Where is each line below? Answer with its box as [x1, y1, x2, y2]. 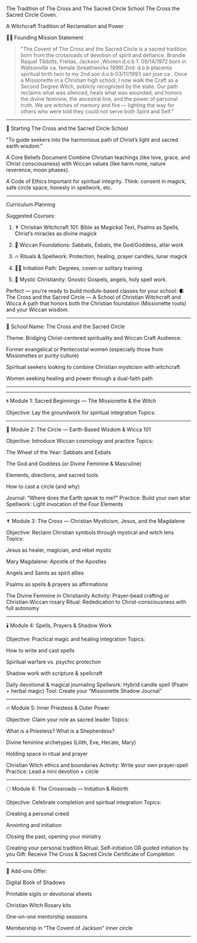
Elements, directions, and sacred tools [6, 472, 98, 478]
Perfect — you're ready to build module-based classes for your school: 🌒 [6, 288, 185, 294]
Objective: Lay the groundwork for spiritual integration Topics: [6, 409, 156, 416]
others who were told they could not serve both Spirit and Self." [20, 108, 174, 115]
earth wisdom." [6, 142, 43, 149]
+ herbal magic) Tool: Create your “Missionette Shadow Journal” [6, 688, 162, 694]
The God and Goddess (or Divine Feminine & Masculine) [6, 460, 142, 467]
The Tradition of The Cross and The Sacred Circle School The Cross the [6, 5, 180, 12]
